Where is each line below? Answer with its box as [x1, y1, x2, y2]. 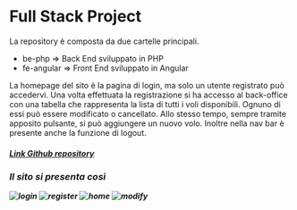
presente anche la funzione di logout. [9, 127, 148, 138]
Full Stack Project [9, 6, 142, 27]
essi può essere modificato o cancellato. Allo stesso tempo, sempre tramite [9, 108, 287, 119]
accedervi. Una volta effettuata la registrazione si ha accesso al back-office [9, 89, 288, 100]
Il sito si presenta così [9, 170, 106, 182]
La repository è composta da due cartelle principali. [9, 36, 199, 46]
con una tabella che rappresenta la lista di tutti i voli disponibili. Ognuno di [9, 98, 282, 109]
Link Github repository [9, 147, 95, 158]
